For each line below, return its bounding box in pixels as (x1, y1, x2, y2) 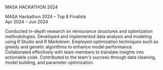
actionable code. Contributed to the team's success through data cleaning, (5, 54, 156, 60)
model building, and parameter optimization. (5, 60, 94, 65)
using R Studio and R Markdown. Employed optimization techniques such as (5, 39, 159, 45)
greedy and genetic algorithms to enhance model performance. (5, 44, 133, 49)
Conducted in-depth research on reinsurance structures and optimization (5, 28, 153, 34)
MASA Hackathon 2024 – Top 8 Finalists (5, 14, 87, 19)
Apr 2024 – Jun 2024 (5, 19, 48, 24)
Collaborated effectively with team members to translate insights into (5, 49, 144, 55)
